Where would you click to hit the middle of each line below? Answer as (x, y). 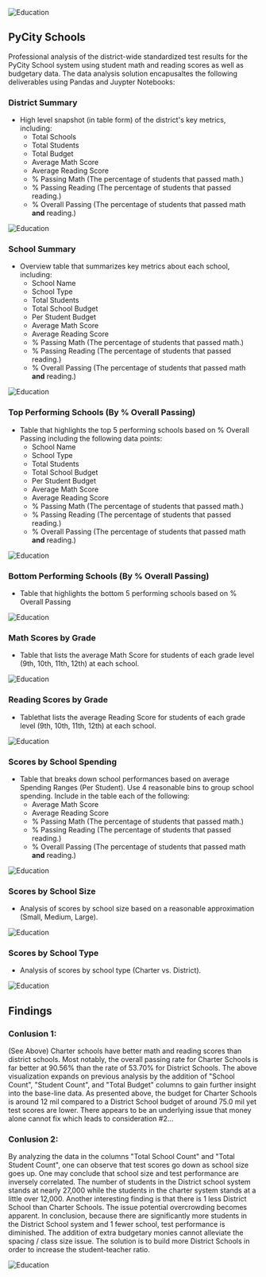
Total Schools (54, 137)
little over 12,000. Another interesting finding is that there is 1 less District (127, 1199)
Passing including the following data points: (91, 438)
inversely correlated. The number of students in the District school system (130, 1182)
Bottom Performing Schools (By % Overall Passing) (109, 576)
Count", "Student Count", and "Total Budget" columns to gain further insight (132, 1085)
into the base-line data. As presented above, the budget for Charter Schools (133, 1093)
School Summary (42, 249)
